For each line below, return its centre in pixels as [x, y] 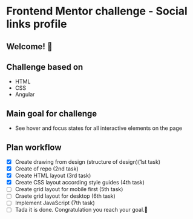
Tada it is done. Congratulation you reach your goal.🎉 [81, 210]
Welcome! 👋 [29, 46]
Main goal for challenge [52, 113]
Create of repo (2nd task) [47, 169]
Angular [25, 95]
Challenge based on [45, 67]
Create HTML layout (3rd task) [53, 176]
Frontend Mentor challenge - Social [97, 11]
